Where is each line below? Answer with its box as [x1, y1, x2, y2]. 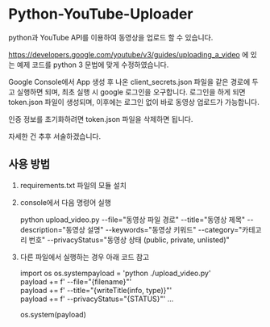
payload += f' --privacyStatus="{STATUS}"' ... [19, 294, 174, 304]
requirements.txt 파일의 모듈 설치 [19, 180, 127, 190]
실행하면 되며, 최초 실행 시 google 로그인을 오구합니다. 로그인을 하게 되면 [16, 86, 246, 97]
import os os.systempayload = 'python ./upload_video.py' [19, 268, 211, 278]
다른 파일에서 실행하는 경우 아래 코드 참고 [19, 252, 150, 262]
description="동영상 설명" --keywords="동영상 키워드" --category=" [19, 224, 243, 234]
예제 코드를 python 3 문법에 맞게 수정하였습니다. [16, 60, 169, 69]
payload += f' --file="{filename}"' [19, 276, 132, 287]
